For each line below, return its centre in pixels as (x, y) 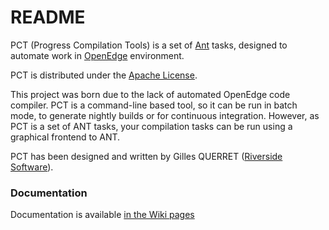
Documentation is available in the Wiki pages (102, 215)
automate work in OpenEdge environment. (97, 55)
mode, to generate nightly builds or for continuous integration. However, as (165, 115)
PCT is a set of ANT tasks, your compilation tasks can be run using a (151, 126)
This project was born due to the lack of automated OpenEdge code (150, 94)
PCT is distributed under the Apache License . (104, 75)
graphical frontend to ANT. (65, 137)
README (48, 17)
